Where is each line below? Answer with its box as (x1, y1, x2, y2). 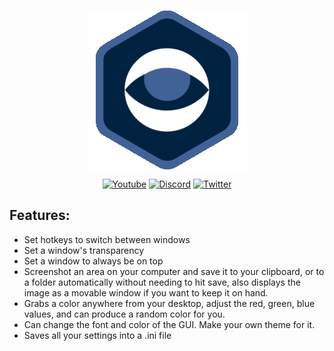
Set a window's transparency (23, 244, 145, 256)
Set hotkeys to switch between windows (23, 233, 191, 245)
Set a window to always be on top (23, 255, 164, 267)
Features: (9, 207, 71, 224)
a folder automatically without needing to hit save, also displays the (23, 276, 301, 288)
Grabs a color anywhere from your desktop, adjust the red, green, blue (23, 297, 316, 309)
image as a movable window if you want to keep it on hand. (23, 286, 269, 299)
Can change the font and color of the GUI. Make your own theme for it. (23, 318, 316, 330)
